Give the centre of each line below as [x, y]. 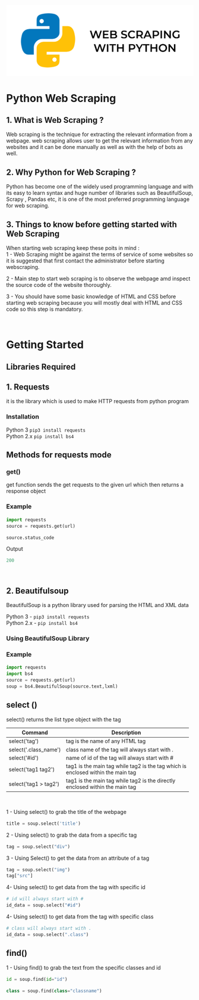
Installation [23, 417]
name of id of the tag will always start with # [120, 758]
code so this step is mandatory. [45, 309]
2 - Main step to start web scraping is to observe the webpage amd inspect [98, 278]
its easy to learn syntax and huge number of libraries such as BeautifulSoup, [99, 193]
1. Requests [28, 387]
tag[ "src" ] [20, 876]
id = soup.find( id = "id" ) [37, 979]
